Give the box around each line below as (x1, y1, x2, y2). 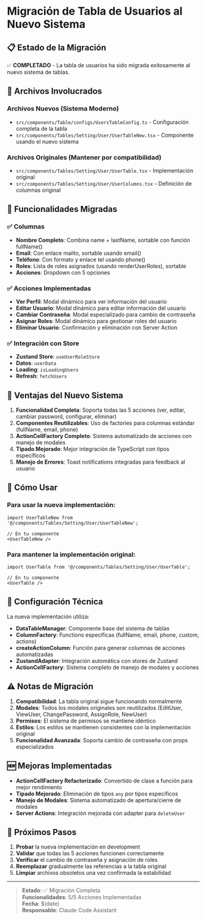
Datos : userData (15, 359, 57, 367)
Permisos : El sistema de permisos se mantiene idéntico (15, 717, 156, 725)
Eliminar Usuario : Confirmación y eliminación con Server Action (15, 324, 178, 331)
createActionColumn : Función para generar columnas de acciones (15, 644, 185, 651)
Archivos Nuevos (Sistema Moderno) (7, 104, 119, 113)
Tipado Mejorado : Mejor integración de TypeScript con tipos (15, 445, 170, 453)
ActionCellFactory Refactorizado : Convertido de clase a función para (15, 777, 193, 784)
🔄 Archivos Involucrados (7, 86, 103, 97)
